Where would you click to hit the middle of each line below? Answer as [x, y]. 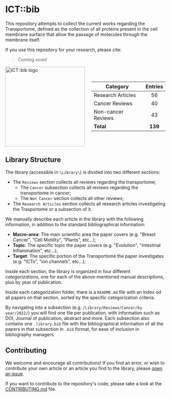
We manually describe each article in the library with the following [74, 219]
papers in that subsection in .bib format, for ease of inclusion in [72, 329]
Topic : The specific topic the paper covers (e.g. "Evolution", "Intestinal [87, 245]
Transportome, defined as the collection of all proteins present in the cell [81, 29]
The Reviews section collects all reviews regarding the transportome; [84, 182]
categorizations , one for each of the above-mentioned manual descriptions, [85, 277]
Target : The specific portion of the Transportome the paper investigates [88, 256]
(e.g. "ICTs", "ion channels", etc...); [49, 261]
